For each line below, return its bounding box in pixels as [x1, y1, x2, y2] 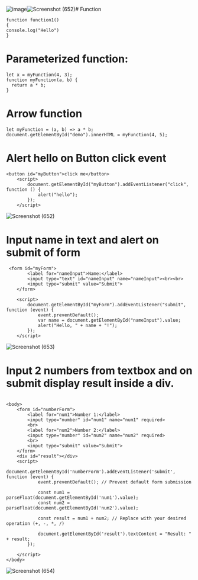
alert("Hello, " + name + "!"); [37, 322, 118, 328]
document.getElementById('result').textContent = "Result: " [37, 531, 192, 537]
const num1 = [37, 489, 70, 495]
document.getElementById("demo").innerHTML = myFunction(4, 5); [6, 132, 168, 137]
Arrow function [6, 107, 83, 121]
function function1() [6, 17, 60, 23]
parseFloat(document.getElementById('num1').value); [6, 495, 139, 501]
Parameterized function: [6, 52, 129, 66]
